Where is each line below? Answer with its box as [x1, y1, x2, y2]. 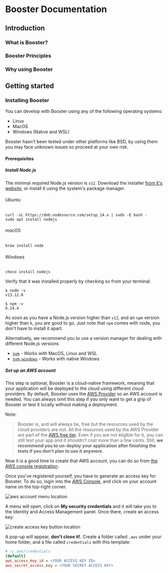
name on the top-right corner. [5, 484, 67, 490]
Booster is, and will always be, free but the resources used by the [17, 421, 153, 427]
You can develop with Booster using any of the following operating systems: [5, 108, 163, 114]
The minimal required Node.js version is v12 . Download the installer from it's [5, 180, 162, 186]
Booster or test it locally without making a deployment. [5, 402, 118, 408]
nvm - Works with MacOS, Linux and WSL [12, 350, 98, 357]
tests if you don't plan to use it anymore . [17, 448, 104, 454]
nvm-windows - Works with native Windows [12, 356, 100, 362]
